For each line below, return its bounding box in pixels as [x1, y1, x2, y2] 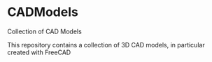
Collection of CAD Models [7, 27, 82, 36]
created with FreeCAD [7, 48, 71, 56]
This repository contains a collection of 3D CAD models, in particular [7, 40, 205, 49]
